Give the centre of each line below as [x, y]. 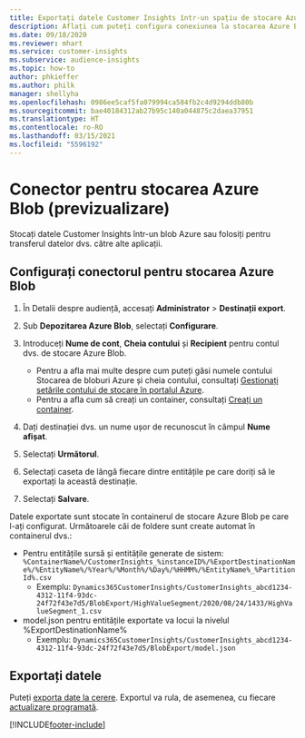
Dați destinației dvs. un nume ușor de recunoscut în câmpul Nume [146, 427]
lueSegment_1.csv [69, 611]
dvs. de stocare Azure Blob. [74, 353]
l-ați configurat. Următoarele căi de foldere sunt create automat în [133, 526]
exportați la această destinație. [80, 481]
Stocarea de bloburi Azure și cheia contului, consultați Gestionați [157, 380]
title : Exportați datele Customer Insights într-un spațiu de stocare [146, 18]
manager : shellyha [44, 93]
